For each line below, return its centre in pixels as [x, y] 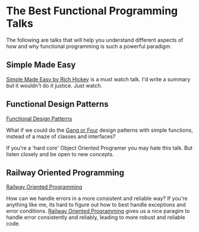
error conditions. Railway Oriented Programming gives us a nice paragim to [98, 211]
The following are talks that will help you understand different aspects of [95, 40]
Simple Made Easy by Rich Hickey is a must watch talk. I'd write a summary [98, 79]
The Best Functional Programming [92, 11]
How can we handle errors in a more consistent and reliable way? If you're [97, 198]
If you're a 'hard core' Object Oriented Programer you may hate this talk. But [99, 148]
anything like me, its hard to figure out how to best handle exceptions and [96, 205]
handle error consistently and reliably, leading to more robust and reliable [96, 217]
